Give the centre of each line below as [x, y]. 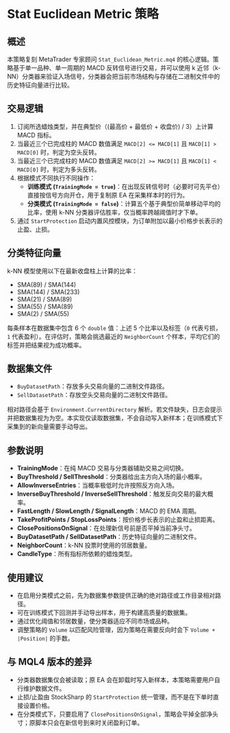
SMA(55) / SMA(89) [45, 307]
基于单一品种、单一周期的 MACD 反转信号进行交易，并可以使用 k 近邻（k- [117, 68]
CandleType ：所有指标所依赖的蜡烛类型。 [76, 554]
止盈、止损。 [35, 229]
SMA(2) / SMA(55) [43, 313]
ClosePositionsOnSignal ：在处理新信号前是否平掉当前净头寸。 [106, 528]
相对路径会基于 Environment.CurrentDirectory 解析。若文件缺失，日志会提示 [115, 409]
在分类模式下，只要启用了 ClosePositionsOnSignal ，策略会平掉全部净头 [118, 714]
